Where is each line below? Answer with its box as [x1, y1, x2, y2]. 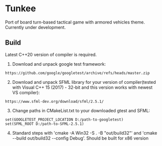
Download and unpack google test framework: [12, 61, 106, 67]
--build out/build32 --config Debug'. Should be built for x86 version [12, 135, 149, 141]
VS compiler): [12, 89, 40, 96]
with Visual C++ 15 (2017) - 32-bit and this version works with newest [12, 84, 153, 90]
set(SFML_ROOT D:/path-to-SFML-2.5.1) [5, 121, 84, 126]
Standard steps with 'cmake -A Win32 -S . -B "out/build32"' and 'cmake [12, 130, 158, 136]
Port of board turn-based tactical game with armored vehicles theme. [5, 19, 145, 25]
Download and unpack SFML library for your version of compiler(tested [12, 79, 156, 85]
